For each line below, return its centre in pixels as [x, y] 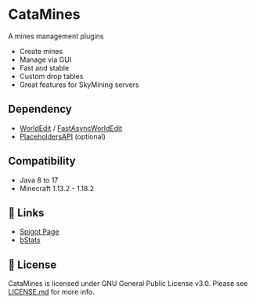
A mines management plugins [56, 36]
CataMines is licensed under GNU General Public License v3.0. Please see [128, 284]
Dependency [40, 109]
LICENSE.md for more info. [52, 292]
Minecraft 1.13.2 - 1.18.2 [57, 188]
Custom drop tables [51, 76]
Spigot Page [39, 232]
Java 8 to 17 [39, 180]
